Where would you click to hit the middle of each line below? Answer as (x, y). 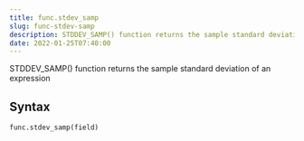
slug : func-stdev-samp (52, 26)
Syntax (30, 106)
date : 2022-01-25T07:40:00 (60, 43)
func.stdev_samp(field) (54, 127)
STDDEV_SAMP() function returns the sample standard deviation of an (140, 69)
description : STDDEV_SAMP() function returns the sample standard (137, 34)
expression (30, 79)
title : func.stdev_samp (54, 18)
